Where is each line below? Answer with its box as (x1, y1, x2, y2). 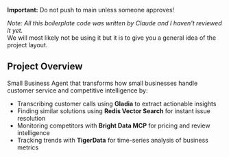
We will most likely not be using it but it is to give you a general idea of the (7, 34, 217, 42)
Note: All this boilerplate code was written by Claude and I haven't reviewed (7, 19, 222, 27)
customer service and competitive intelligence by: (7, 86, 148, 95)
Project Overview (7, 61, 83, 73)
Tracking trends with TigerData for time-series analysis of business (16, 136, 209, 144)
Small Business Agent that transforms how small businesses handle (7, 79, 198, 87)
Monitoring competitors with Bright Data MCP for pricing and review (16, 121, 210, 130)
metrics (16, 143, 39, 152)
